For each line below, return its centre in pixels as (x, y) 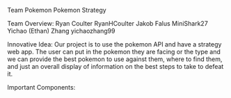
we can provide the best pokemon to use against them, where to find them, (115, 59)
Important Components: (41, 87)
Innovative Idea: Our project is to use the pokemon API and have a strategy (114, 44)
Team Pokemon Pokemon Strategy (57, 10)
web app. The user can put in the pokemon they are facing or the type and (114, 52)
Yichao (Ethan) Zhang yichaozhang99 (61, 31)
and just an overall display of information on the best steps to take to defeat (115, 66)
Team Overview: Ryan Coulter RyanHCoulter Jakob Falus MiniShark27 (108, 23)
